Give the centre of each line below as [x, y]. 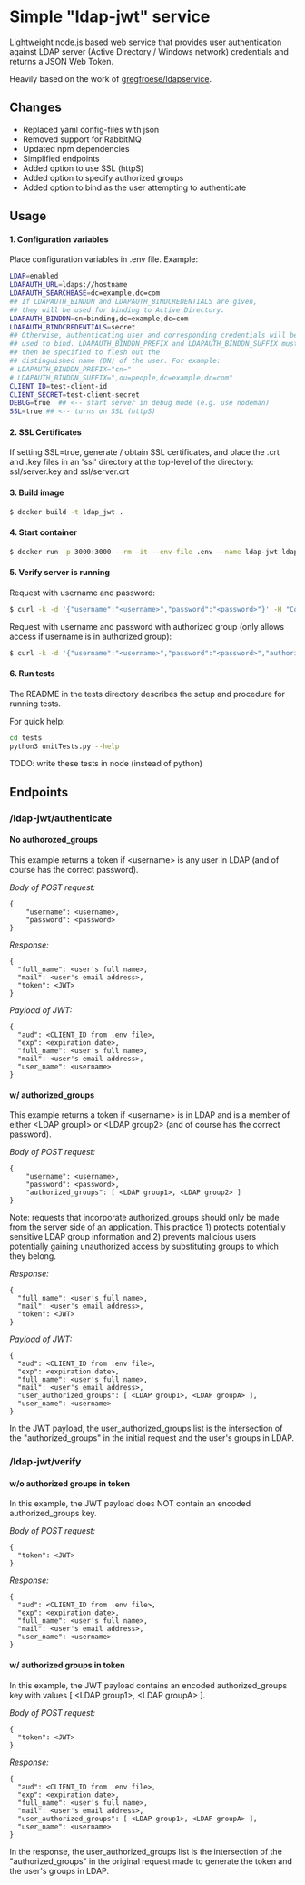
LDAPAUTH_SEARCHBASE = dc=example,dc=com [85, 293]
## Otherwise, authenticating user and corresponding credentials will [148, 335]
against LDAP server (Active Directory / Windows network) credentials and [149, 51]
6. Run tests [33, 674]
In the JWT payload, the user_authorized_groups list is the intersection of [146, 1429]
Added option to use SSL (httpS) [83, 168]
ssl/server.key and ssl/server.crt [69, 471]
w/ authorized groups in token [67, 1665]
